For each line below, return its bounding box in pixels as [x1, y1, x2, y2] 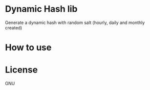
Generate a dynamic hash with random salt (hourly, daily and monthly [5, 20, 145, 25]
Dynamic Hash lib [5, 3, 78, 15]
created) [5, 24, 22, 30]
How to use [5, 42, 52, 53]
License [5, 65, 38, 75]
